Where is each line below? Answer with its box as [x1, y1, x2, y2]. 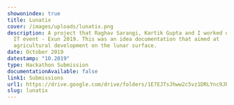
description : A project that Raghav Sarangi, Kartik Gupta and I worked [7, 29, 223, 37]
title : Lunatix [7, 17, 52, 23]
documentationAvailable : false [7, 68, 98, 75]
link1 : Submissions [7, 74, 64, 82]
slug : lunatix [7, 87, 49, 94]
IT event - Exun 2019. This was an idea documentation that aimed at [13, 36, 219, 43]
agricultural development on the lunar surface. [13, 42, 157, 49]
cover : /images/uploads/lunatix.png [7, 23, 114, 30]
